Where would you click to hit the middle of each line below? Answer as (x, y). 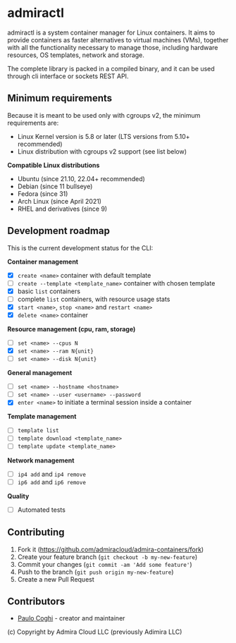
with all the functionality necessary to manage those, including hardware (113, 47)
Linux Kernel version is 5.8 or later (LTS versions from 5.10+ (104, 136)
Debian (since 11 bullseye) (55, 186)
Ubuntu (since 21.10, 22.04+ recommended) (81, 178)
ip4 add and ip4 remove (52, 474)
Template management (42, 417)
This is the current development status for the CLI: (80, 247)
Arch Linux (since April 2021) (60, 201)
